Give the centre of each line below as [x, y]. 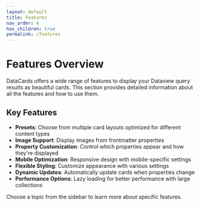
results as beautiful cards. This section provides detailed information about [100, 88]
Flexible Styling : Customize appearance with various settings [92, 166]
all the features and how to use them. [53, 94]
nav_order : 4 [23, 23]
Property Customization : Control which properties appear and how [99, 146]
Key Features [32, 113]
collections [29, 185]
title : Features [27, 18]
